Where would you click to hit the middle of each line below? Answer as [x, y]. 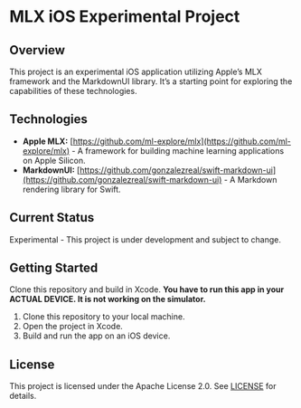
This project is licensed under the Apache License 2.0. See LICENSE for [143, 386]
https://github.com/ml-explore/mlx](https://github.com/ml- [182, 141]
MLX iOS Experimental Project [125, 17]
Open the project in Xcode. [73, 327]
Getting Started [54, 268]
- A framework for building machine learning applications [178, 150]
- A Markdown [250, 179]
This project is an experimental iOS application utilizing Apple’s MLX [136, 71]
